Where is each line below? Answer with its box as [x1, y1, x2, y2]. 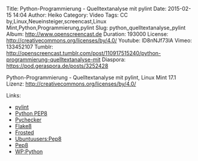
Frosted [14, 129, 34, 136]
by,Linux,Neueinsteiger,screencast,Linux [6, 18, 107, 25]
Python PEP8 [14, 110, 48, 117]
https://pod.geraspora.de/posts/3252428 [6, 62, 109, 69]
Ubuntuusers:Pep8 [14, 135, 62, 142]
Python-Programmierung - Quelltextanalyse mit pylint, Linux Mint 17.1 [6, 74, 176, 81]
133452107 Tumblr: [6, 43, 53, 50]
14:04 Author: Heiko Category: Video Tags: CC [13, 11, 128, 19]
